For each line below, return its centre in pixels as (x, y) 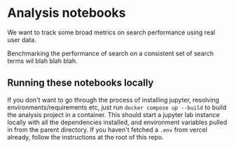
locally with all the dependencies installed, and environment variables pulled (117, 122)
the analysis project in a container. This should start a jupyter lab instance (113, 114)
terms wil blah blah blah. (43, 60)
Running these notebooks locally (81, 83)
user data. (22, 39)
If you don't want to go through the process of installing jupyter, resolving (113, 100)
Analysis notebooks (67, 13)
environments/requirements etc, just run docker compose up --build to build (117, 107)
